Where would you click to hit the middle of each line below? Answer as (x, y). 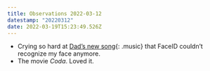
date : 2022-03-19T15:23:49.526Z (54, 26)
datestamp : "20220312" (40, 20)
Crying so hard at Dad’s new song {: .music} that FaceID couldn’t (110, 47)
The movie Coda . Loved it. (56, 61)
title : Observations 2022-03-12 (54, 14)
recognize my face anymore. (59, 54)
